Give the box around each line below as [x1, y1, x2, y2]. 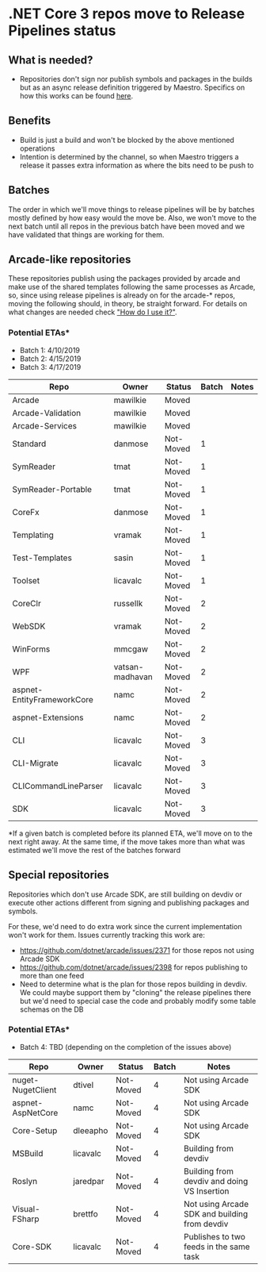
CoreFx [12, 506, 40, 517]
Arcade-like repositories [8, 253, 131, 267]
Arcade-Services [12, 420, 78, 431]
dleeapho [73, 1124, 108, 1136]
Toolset [12, 575, 40, 586]
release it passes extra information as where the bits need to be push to [19, 160, 254, 170]
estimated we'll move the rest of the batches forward [8, 845, 180, 855]
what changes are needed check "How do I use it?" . [8, 307, 177, 317]
